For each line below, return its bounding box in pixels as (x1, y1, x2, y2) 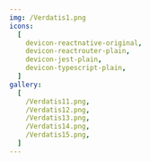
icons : (9, 22, 34, 31)
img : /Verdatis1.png (9, 13, 87, 22)
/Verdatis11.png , (25, 96, 91, 106)
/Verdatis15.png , (25, 130, 91, 139)
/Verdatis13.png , (25, 113, 91, 122)
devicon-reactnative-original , (25, 38, 143, 48)
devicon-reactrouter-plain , (25, 47, 130, 56)
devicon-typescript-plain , (25, 64, 127, 73)
